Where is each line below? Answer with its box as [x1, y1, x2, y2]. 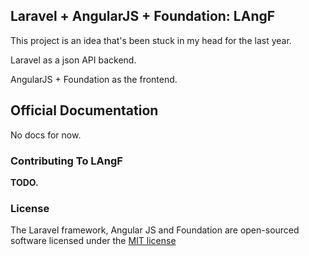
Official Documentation [10, 102, 159, 119]
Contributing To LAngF [10, 154, 123, 168]
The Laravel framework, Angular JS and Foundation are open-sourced [10, 224, 300, 236]
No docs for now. [10, 129, 82, 141]
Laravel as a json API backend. [10, 54, 137, 66]
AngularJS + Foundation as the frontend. [10, 73, 178, 85]
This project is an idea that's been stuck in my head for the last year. [10, 34, 292, 46]
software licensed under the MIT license [10, 235, 177, 247]
